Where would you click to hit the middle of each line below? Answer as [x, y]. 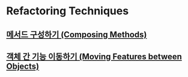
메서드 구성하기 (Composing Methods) [77, 34]
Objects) [23, 66]
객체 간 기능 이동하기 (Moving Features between [94, 56]
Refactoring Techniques [68, 11]
